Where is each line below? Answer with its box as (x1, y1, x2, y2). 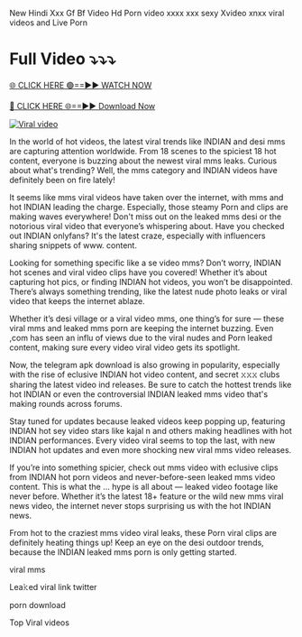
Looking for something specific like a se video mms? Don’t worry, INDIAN (9, 257, 282, 268)
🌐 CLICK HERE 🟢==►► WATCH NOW (9, 79, 152, 90)
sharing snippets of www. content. (9, 239, 138, 251)
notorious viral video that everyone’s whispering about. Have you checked (9, 220, 285, 231)
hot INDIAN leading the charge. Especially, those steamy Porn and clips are (9, 201, 288, 212)
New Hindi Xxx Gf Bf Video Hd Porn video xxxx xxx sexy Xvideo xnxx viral (9, 8, 285, 18)
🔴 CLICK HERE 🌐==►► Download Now (9, 100, 156, 111)
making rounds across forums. (9, 398, 124, 409)
